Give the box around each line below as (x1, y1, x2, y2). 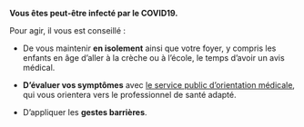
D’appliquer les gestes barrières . (22, 107, 147, 117)
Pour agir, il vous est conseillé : (9, 25, 126, 35)
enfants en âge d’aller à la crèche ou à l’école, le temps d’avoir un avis (22, 53, 285, 63)
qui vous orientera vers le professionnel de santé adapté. (22, 90, 237, 100)
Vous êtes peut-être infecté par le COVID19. (9, 8, 178, 18)
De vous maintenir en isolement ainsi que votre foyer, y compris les (22, 43, 277, 54)
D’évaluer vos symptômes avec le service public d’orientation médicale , (22, 80, 296, 90)
